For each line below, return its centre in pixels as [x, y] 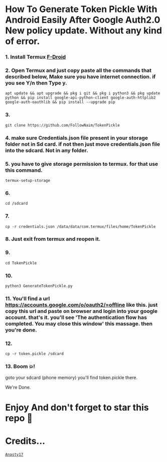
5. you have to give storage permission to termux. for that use [82, 164]
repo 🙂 [19, 418]
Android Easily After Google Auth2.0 [83, 20]
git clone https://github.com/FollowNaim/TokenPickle [63, 125]
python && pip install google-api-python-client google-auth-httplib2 [80, 98]
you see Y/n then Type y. [36, 83]
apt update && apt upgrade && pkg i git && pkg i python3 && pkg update [83, 93]
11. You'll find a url [28, 298]
